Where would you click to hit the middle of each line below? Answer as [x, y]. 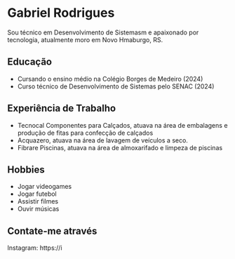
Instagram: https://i [35, 248]
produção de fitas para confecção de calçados [85, 133]
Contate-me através [52, 231]
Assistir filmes [38, 201]
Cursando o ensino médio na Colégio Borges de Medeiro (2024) [110, 79]
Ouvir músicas [38, 209]
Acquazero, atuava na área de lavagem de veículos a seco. [102, 140]
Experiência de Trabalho [62, 108]
